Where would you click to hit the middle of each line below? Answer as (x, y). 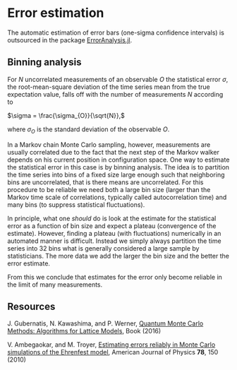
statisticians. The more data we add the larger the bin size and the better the (118, 256)
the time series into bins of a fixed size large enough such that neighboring (116, 174)
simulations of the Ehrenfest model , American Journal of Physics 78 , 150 (113, 352)
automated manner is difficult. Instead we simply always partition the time (114, 241)
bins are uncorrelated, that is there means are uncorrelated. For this (105, 182)
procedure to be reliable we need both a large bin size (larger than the (109, 189)
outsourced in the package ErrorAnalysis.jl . (70, 40)
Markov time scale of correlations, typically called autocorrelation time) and (117, 197)
